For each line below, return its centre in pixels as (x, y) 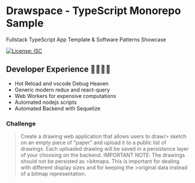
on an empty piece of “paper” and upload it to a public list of (93, 143)
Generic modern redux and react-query (62, 90)
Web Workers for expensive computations (65, 96)
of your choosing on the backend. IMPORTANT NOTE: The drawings (103, 155)
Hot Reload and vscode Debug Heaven (61, 83)
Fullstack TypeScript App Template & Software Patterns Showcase (86, 39)
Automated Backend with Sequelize (57, 108)
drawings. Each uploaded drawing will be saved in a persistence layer (105, 149)
